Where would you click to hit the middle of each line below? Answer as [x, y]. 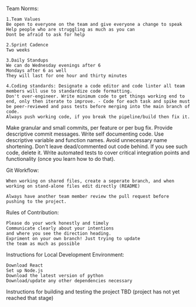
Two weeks [18, 50]
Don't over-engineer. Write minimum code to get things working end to [95, 96]
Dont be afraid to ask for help [45, 35]
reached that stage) [30, 298]
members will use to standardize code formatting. [69, 91]
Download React [25, 265]
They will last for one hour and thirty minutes [67, 76]
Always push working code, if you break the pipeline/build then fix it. [98, 117]
